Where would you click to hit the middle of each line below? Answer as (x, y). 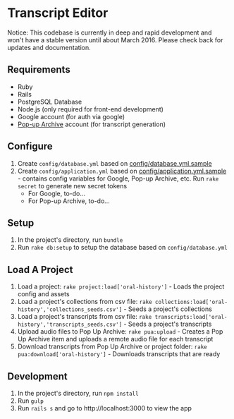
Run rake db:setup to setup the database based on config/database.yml (122, 248)
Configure (30, 146)
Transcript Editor (58, 13)
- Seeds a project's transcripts (167, 324)
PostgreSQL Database (50, 102)
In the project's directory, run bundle (70, 240)
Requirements (39, 69)
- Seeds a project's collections (168, 309)
